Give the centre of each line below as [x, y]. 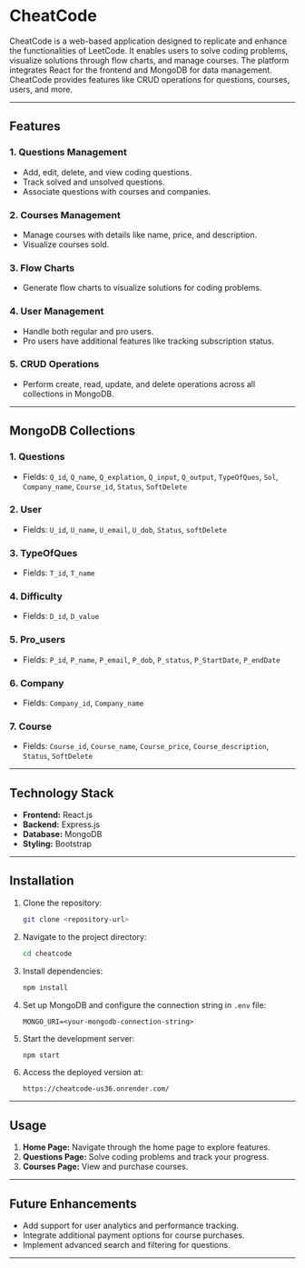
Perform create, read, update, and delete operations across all [139, 384]
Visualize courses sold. [66, 244]
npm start [41, 1055]
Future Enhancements [74, 1204]
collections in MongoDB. [69, 394]
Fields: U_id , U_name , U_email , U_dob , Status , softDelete [124, 529]
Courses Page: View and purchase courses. [105, 1167]
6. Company [37, 683]
